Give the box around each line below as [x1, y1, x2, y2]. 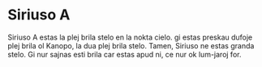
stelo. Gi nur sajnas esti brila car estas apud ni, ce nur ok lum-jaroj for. [7, 49, 242, 59]
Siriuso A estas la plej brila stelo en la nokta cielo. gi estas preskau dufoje [7, 32, 253, 42]
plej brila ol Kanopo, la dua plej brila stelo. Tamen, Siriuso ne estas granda [7, 40, 255, 50]
